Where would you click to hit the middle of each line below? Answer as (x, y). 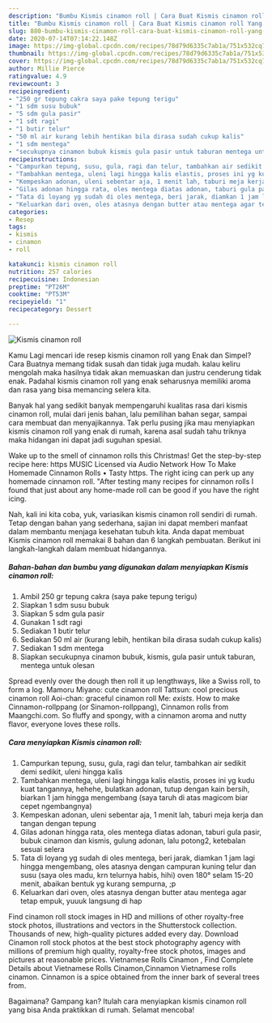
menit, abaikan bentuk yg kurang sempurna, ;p (98, 884)
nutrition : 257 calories (50, 272)
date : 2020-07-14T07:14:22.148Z (63, 39)
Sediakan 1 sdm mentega (62, 648)
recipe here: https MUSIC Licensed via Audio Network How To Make (122, 464)
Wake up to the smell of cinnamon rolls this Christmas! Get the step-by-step (135, 456)
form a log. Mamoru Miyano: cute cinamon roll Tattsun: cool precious (123, 689)
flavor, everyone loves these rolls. (64, 724)
